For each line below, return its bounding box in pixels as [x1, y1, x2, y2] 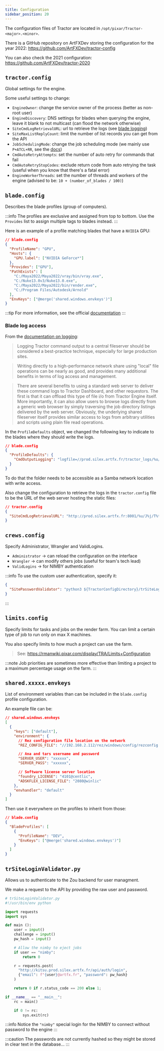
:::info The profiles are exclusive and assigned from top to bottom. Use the [5, 213, 155, 219]
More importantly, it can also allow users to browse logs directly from [17, 398, 156, 404]
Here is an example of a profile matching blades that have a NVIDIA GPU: [5, 228, 150, 234]
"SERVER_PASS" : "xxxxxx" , [18, 761, 71, 766]
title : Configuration [5, 7, 49, 12]
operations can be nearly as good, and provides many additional [17, 368, 147, 374]
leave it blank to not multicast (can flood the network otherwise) [12, 121, 141, 126]
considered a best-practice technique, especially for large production [17, 348, 157, 354]
